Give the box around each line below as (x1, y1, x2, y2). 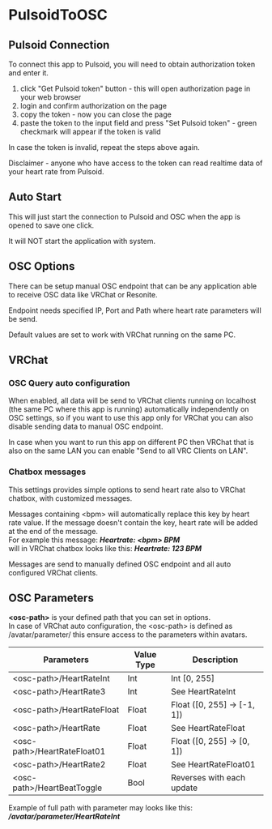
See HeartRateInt (171, 686, 236, 698)
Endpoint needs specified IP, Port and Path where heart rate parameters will (8, 306, 261, 315)
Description (192, 654, 239, 665)
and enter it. (8, 68, 49, 78)
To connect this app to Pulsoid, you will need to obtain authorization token (8, 59, 256, 69)
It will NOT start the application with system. (8, 236, 156, 246)
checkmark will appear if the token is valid (19, 127, 161, 136)
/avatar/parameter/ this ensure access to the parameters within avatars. (8, 630, 248, 639)
